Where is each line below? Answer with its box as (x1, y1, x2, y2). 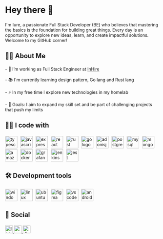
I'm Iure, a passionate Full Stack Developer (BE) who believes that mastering (5, 22, 159, 28)
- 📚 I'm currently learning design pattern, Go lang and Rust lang (5, 77, 134, 83)
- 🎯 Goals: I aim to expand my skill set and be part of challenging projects (5, 102, 152, 108)
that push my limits (5, 107, 43, 113)
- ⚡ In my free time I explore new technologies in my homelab (5, 89, 128, 95)
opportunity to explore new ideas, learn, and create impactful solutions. (5, 32, 149, 38)
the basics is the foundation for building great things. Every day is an (5, 27, 143, 33)
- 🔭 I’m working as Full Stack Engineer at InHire (5, 66, 100, 72)
